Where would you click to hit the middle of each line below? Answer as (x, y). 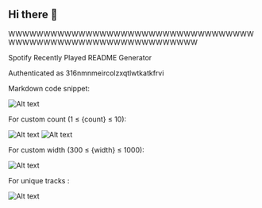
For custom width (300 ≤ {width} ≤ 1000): (76, 150)
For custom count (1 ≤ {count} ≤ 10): (67, 119)
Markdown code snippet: (49, 88)
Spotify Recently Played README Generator (80, 57)
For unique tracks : (39, 180)
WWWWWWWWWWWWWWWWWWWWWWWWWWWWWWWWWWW (131, 33)
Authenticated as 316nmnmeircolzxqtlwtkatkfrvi (86, 73)
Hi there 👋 (33, 15)
